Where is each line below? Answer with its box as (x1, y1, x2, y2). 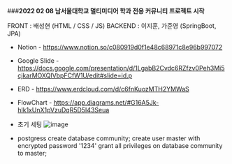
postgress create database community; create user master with (17, 134, 201, 142)
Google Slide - (17, 57, 59, 65)
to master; (17, 149, 48, 157)
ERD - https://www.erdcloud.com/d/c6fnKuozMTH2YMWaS (17, 85, 190, 93)
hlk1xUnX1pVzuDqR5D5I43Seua (17, 106, 110, 114)
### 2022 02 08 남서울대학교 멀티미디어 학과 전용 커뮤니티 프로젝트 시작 (7, 7, 205, 15)
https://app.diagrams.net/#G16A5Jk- (53, 98, 159, 107)
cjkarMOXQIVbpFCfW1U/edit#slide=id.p (17, 71, 133, 80)
